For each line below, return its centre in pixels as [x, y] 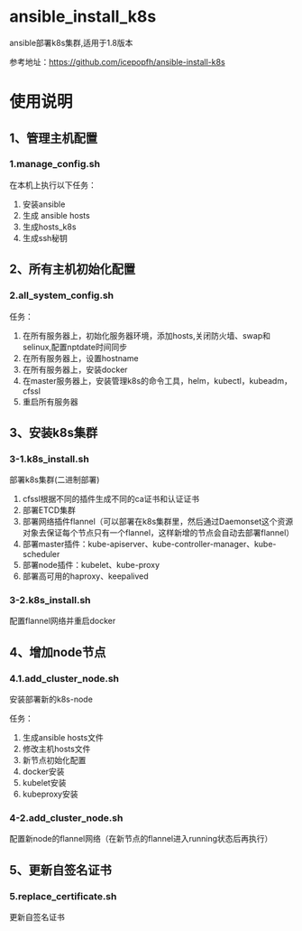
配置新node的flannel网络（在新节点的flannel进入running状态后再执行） [141, 839]
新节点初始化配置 [54, 760]
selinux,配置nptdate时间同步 [75, 347]
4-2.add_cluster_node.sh [66, 818]
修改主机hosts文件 [56, 749]
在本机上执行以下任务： [53, 185]
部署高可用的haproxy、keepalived [85, 576]
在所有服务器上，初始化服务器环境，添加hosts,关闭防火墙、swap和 [146, 335]
